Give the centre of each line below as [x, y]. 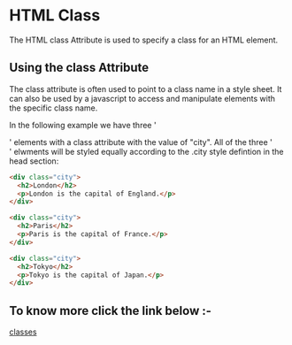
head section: [34, 161]
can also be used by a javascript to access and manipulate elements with [142, 98]
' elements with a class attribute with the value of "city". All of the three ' [141, 142]
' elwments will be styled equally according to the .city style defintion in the [146, 151]
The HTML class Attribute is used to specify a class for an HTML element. [144, 40]
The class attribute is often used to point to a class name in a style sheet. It [146, 88]
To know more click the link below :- [111, 310]
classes [23, 332]
